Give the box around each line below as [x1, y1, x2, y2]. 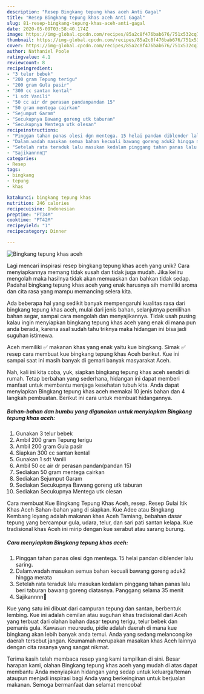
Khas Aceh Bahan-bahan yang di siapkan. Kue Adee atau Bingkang [7, 505, 174, 513]
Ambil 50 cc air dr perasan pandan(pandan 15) [15, 462, 132, 469]
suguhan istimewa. [7, 332, 54, 339]
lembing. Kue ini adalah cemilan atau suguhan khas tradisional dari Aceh [7, 611, 188, 618]
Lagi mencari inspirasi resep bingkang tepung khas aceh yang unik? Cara [7, 262, 190, 269]
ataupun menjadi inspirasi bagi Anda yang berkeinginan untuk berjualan [7, 674, 186, 682]
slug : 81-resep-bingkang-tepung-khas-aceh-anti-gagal [7, 20, 146, 26]
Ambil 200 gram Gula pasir [15, 442, 83, 450]
